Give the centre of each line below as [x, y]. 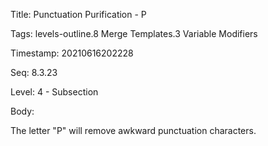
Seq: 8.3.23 [34, 72]
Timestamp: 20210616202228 [72, 53]
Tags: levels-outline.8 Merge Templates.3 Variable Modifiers [134, 33]
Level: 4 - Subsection [54, 92]
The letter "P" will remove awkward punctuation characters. [133, 130]
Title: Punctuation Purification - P [78, 14]
